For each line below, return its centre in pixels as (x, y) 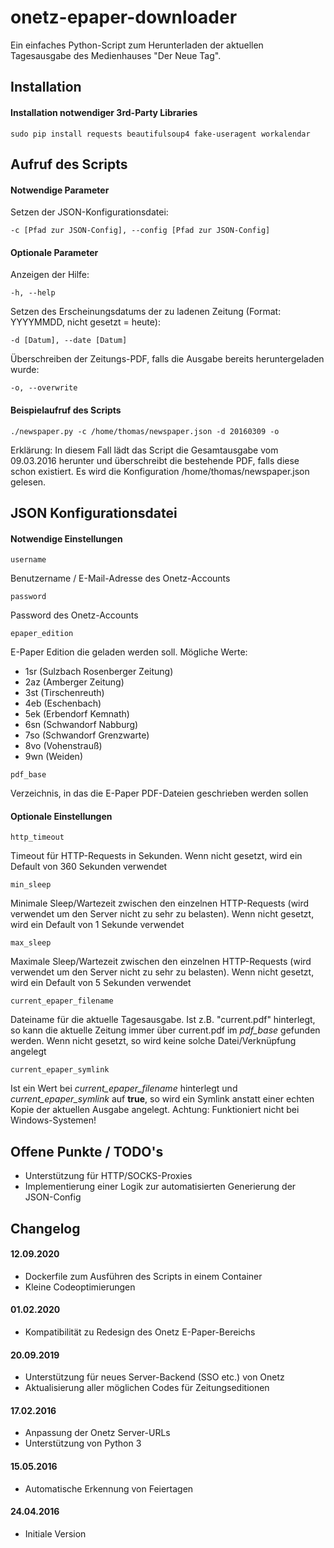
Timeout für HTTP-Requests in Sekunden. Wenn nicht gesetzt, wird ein (156, 856)
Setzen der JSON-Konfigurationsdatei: (89, 212)
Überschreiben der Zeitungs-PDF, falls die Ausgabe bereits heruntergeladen (167, 359)
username (28, 560)
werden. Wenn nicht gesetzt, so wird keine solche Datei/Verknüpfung (153, 1041)
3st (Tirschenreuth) (64, 693)
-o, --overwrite (44, 388)
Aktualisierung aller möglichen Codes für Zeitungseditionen (147, 1388)
